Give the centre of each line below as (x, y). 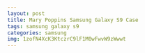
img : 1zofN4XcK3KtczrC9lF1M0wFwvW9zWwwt (67, 39)
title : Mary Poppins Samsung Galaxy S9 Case (73, 20)
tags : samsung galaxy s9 (43, 26)
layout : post (26, 13)
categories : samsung (37, 33)
